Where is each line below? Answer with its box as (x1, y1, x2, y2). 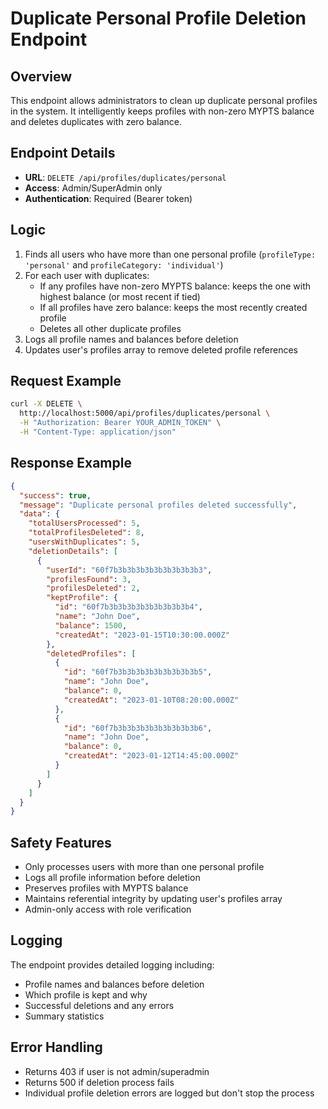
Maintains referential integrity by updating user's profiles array (24, 893, 283, 905)
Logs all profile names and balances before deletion (24, 333, 239, 345)
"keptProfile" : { (46, 593, 118, 603)
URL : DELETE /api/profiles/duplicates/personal (24, 171, 227, 183)
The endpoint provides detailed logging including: (10, 958, 215, 971)
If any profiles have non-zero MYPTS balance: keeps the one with (39, 280, 312, 292)
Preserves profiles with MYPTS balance (24, 882, 189, 894)
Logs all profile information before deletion (24, 872, 201, 884)
